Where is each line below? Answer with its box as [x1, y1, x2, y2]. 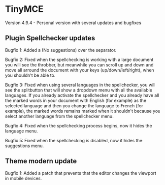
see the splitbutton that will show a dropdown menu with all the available [5, 87, 153, 93]
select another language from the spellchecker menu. [5, 113, 114, 119]
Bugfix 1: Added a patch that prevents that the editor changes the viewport [5, 170, 157, 176]
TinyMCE [5, 3, 43, 15]
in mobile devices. [5, 175, 42, 181]
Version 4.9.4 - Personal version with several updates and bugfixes [5, 20, 141, 26]
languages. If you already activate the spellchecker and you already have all [5, 92, 159, 98]
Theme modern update [5, 157, 77, 165]
